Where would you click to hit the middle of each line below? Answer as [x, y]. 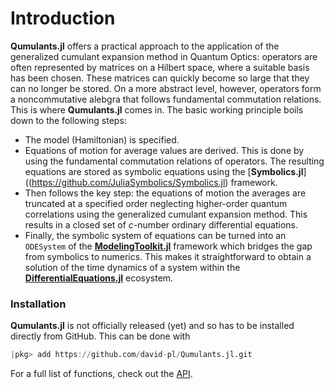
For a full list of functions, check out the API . [101, 374]
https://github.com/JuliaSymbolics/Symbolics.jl [128, 182]
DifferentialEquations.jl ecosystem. [99, 278]
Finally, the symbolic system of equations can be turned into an [155, 235]
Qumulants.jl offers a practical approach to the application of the [145, 46]
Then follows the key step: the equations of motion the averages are [165, 193]
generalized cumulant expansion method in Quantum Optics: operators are [164, 56]
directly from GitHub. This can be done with [100, 336]
